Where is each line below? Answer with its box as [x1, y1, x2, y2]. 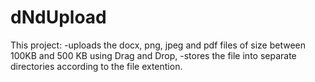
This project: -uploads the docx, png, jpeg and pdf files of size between [10, 39, 306, 51]
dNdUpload [10, 6, 107, 29]
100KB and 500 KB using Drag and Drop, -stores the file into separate [10, 49, 297, 61]
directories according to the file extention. [10, 60, 183, 72]
